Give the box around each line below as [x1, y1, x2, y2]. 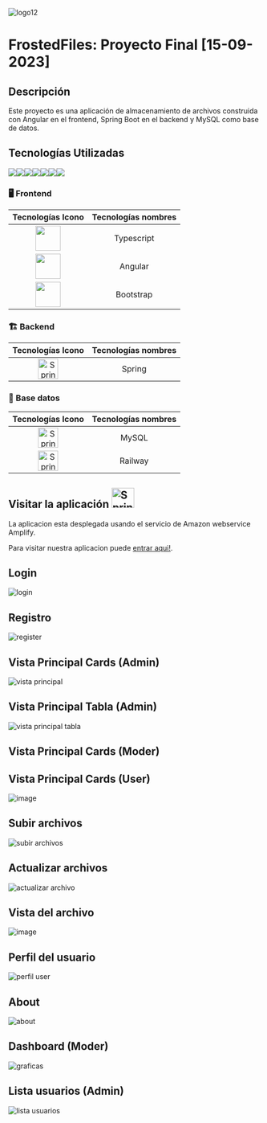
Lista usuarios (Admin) [8, 1084, 124, 1098]
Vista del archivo [8, 905, 95, 920]
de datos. [8, 123, 40, 133]
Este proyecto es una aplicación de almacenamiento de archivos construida [8, 106, 258, 116]
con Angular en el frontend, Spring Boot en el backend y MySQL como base [8, 115, 259, 124]
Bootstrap [115, 289, 153, 301]
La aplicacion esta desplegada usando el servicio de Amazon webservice [8, 518, 251, 528]
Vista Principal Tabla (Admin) [8, 700, 158, 714]
